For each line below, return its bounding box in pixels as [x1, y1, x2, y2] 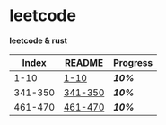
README [64, 56, 104, 68]
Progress [113, 56, 153, 68]
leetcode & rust [9, 35, 67, 46]
